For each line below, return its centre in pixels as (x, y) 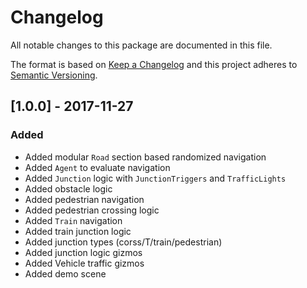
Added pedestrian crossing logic (92, 210)
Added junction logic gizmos (83, 252)
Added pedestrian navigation (84, 199)
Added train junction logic (78, 231)
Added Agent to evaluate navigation (97, 167)
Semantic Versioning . (54, 75)
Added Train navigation (73, 220)
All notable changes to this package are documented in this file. (141, 45)
